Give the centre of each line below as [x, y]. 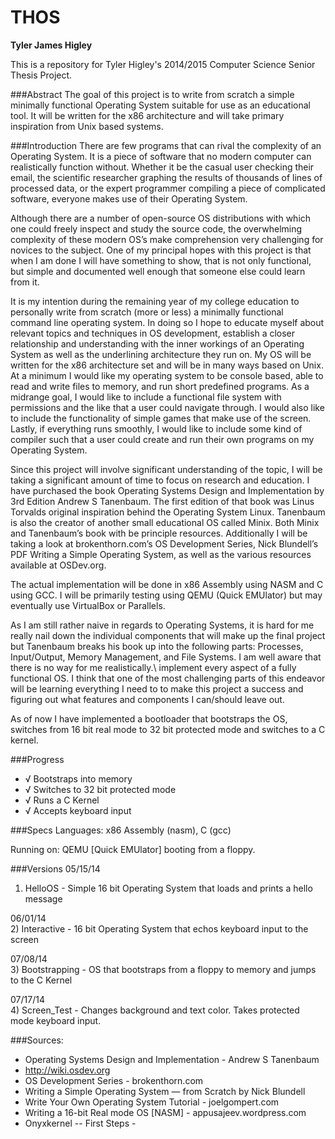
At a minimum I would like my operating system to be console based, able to [167, 375]
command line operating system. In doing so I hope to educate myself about [167, 322]
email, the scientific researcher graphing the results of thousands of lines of [166, 177]
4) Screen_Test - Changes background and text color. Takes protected [155, 1010]
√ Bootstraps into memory [78, 778]
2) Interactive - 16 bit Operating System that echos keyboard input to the [159, 928]
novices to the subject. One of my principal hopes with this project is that [161, 250]
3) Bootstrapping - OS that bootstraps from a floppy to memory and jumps [163, 969]
